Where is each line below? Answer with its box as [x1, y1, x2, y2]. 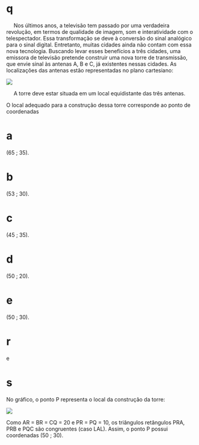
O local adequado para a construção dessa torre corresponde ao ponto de [6, 101, 191, 109]
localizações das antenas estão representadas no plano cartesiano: [6, 66, 173, 74]
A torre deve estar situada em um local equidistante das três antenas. [13, 89, 186, 97]
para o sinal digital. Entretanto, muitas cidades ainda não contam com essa [6, 41, 192, 48]
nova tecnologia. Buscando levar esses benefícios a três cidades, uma [6, 47, 181, 54]
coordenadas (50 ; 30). [6, 431, 64, 439]
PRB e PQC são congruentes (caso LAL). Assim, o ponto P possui [6, 425, 168, 432]
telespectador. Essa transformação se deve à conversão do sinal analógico [6, 34, 192, 42]
